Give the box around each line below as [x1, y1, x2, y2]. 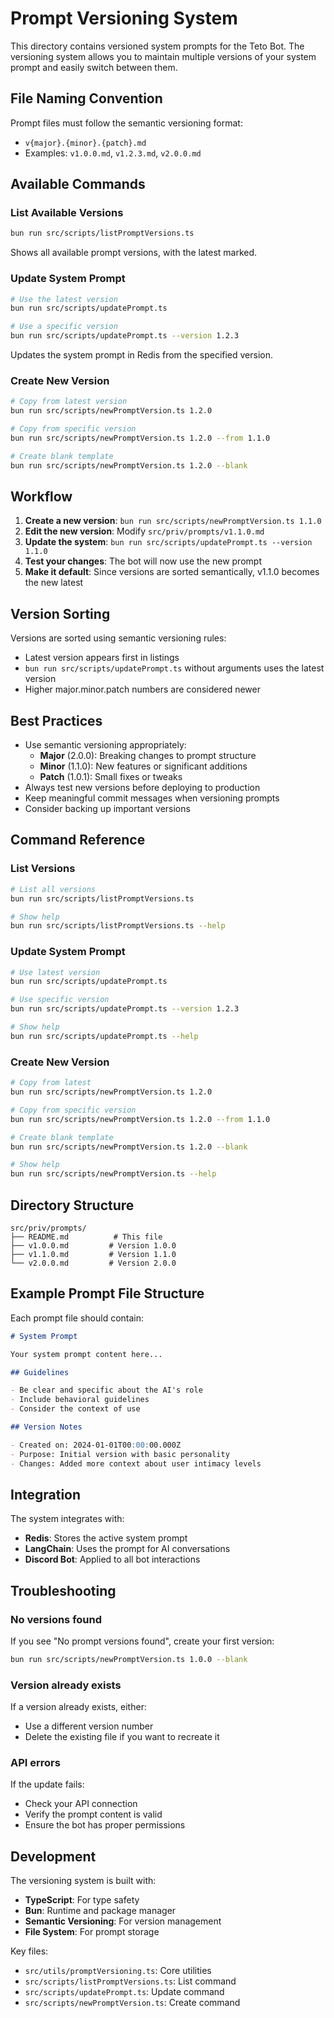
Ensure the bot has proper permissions [24, 1819, 186, 1831]
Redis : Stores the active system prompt [24, 1532, 188, 1544]
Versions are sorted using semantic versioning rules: [10, 632, 227, 644]
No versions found [10, 1612, 103, 1626]
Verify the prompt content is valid [24, 1808, 163, 1821]
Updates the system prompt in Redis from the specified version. [10, 349, 274, 361]
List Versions [10, 862, 76, 876]
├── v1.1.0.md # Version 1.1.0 [10, 1249, 177, 1259]
